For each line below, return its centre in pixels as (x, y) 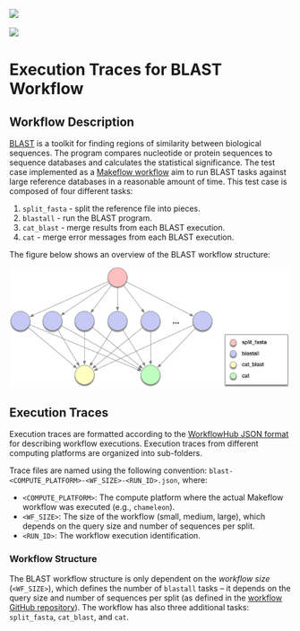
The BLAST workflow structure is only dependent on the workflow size (140, 578)
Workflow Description (72, 122)
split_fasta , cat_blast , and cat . (69, 617)
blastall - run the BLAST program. (87, 218)
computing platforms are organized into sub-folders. (106, 453)
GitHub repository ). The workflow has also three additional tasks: (129, 607)
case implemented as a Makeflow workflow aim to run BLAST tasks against (148, 172)
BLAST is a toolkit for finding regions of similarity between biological (135, 143)
